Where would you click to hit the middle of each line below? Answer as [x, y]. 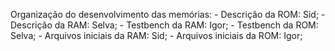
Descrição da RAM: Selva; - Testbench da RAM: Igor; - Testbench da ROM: [164, 25]
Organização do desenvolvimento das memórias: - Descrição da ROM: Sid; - [168, 14]
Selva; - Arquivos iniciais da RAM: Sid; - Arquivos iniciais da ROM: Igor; [156, 35]
